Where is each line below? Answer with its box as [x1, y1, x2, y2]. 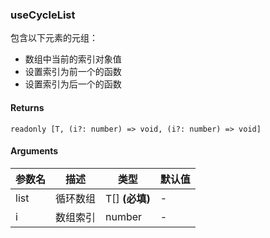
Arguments [10, 145, 59, 157]
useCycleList [10, 8, 76, 22]
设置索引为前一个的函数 [24, 66, 122, 78]
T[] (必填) [105, 191, 151, 205]
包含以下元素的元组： [10, 32, 98, 44]
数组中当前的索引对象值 [24, 53, 122, 65]
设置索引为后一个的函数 [24, 78, 122, 90]
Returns [10, 101, 45, 113]
